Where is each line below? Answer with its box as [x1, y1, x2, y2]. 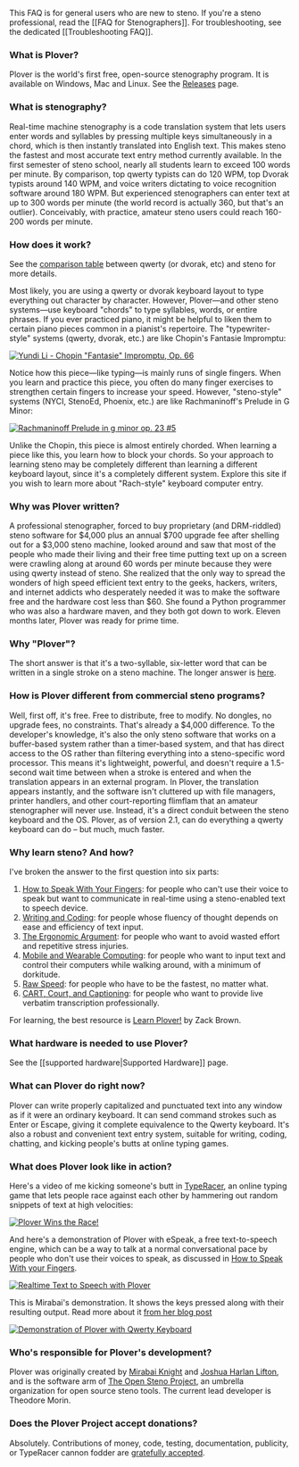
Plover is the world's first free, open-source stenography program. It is [9, 69, 270, 79]
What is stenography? [9, 101, 107, 113]
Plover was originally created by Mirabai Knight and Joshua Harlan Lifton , [9, 1366, 279, 1378]
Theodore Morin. [9, 1395, 71, 1405]
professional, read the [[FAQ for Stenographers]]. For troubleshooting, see [9, 17, 282, 28]
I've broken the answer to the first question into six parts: [9, 866, 220, 878]
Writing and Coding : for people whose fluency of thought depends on [21, 913, 278, 923]
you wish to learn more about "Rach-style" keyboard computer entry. [9, 478, 263, 488]
